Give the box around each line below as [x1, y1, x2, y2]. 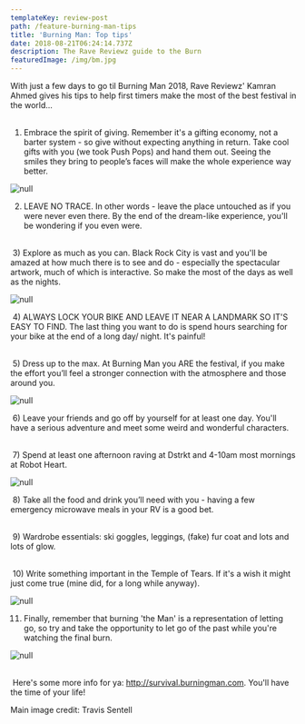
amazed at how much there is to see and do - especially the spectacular [10, 257, 280, 268]
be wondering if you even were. [23, 220, 143, 231]
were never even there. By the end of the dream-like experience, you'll [23, 211, 289, 221]
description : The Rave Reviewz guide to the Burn [10, 47, 202, 56]
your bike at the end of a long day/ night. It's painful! [10, 331, 206, 342]
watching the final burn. [23, 632, 113, 643]
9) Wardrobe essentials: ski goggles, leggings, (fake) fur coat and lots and [12, 531, 290, 541]
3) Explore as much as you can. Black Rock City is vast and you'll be [12, 247, 268, 258]
